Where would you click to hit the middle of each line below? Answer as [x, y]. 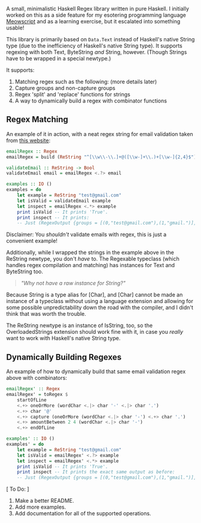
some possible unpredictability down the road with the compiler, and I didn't [100, 307]
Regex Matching [37, 120]
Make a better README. [44, 501]
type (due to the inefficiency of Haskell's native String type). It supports [94, 46]
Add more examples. [40, 507]
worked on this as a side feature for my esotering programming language [96, 15]
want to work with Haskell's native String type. [63, 338]
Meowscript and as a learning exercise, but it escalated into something [93, 21]
